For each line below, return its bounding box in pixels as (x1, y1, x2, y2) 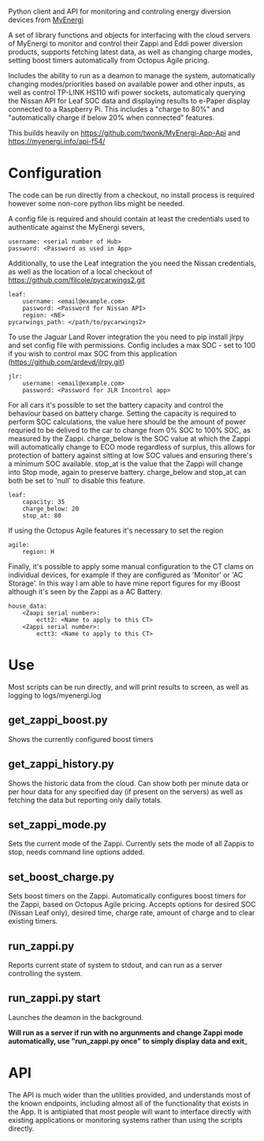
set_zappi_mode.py (8, 818, 107, 831)
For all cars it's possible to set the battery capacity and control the (8, 400, 224, 409)
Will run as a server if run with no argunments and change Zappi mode (8, 1027, 244, 1037)
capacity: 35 (22, 498, 65, 506)
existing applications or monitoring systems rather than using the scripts (8, 1115, 243, 1124)
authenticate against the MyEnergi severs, (8, 222, 145, 232)
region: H (22, 548, 55, 555)
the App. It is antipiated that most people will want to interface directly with (8, 1106, 251, 1117)
